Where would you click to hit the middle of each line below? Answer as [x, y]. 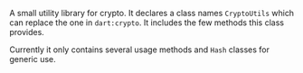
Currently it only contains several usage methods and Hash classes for [139, 50]
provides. [27, 32]
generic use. [33, 59]
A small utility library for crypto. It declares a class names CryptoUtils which [152, 13]
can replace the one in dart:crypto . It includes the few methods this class [147, 23]
